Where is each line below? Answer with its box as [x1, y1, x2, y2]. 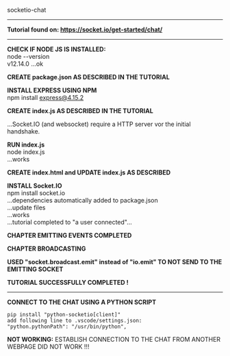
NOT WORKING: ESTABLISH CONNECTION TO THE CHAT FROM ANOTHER [7, 335, 221, 343]
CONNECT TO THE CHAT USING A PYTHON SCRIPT [7, 298, 156, 306]
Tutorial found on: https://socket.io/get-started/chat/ [7, 25, 163, 34]
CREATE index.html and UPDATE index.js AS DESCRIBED [7, 168, 171, 177]
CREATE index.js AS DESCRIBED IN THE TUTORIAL [7, 107, 154, 115]
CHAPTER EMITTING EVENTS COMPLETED [7, 231, 132, 239]
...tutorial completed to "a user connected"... [7, 218, 132, 226]
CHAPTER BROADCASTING [7, 244, 86, 253]
